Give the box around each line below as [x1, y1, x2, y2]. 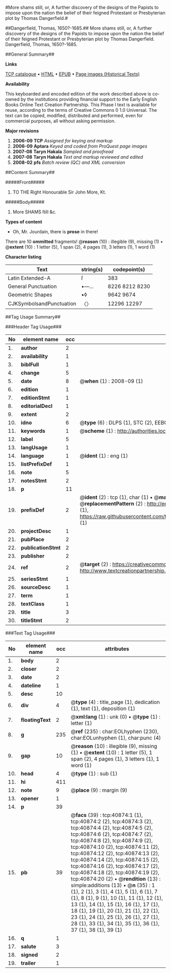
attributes [105, 645, 130, 652]
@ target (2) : [79, 561, 111, 568]
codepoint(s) [112, 266, 145, 273]
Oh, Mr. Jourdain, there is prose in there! [12, 229, 98, 234]
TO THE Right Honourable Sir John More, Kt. [12, 189, 106, 195]
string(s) [81, 266, 103, 273]
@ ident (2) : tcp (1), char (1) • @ [79, 494, 159, 501]
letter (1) [71, 720, 93, 726]
